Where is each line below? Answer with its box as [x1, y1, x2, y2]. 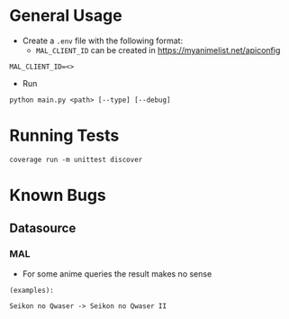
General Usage [9, 5, 123, 26]
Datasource [9, 221, 77, 236]
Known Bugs [9, 186, 106, 205]
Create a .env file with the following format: [22, 35, 183, 46]
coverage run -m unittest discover [9, 155, 143, 164]
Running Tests [9, 125, 120, 146]
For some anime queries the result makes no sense [22, 268, 212, 279]
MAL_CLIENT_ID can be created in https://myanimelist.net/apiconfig [35, 44, 281, 55]
